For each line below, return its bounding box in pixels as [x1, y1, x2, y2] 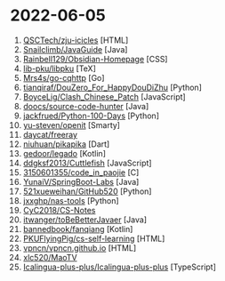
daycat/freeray [22, 129, 78, 140]
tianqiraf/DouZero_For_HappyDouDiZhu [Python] [22, 82, 203, 92]
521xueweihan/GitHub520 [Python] [22, 186, 152, 197]
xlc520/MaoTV [22, 252, 78, 262]
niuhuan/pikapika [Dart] [22, 139, 110, 149]
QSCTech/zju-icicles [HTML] [22, 35, 129, 45]
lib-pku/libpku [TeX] [22, 63, 97, 74]
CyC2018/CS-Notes [22, 205, 96, 215]
